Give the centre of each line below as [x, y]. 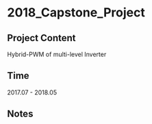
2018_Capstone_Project [76, 13]
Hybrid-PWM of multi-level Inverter [57, 54]
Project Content [41, 38]
